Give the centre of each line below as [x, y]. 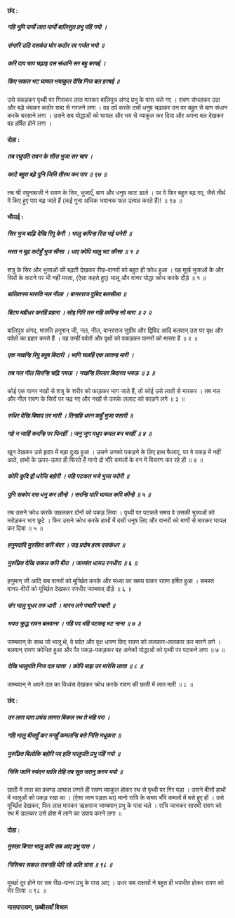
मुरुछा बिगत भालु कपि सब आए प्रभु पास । [51, 846]
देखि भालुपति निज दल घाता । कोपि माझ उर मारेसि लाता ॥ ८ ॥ [75, 666]
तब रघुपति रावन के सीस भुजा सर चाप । [50, 156]
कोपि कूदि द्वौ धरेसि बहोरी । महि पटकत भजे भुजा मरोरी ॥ [68, 476]
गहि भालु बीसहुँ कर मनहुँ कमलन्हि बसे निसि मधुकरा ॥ [64, 736]
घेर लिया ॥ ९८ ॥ [27, 891]
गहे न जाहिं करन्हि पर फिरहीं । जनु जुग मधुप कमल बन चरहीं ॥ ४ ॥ [80, 434]
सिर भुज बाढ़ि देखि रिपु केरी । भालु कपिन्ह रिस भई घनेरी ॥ [69, 233]
